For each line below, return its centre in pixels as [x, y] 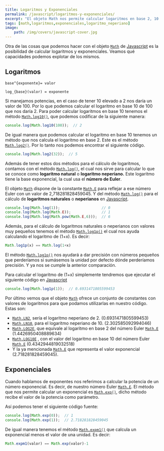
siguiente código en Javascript [36, 280]
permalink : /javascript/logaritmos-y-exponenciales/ [60, 14]
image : [12, 28]
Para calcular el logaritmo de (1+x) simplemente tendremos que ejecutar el [80, 275]
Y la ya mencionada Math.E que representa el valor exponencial [76, 349]
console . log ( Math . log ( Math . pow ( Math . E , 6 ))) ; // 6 [58, 217]
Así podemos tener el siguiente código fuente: [52, 407]
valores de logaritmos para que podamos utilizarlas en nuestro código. [76, 303]
